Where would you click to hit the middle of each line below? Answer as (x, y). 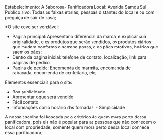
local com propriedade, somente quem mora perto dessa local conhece (77, 127)
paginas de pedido (31, 62)
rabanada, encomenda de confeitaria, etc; (54, 73)
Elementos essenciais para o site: (39, 82)
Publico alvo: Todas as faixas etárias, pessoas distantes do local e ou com (80, 12)
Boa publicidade (29, 92)
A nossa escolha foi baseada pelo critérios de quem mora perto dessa (76, 117)
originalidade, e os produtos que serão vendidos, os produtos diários (82, 42)
